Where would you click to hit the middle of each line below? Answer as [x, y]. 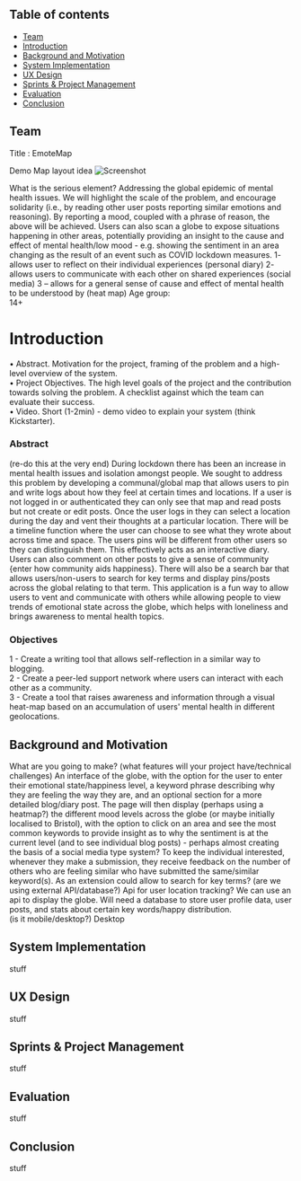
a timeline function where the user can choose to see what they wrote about [150, 530]
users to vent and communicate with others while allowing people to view [145, 597]
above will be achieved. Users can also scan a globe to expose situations [145, 226]
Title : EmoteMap [41, 153]
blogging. [27, 669]
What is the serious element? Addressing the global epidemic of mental [142, 188]
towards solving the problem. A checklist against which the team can [137, 392]
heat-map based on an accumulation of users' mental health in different [142, 707]
